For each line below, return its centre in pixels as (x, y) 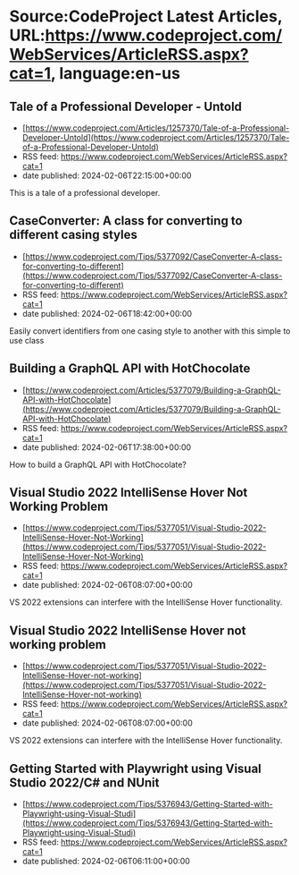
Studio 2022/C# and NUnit (84, 782)
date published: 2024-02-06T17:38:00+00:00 (107, 447)
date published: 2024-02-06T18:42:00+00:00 (107, 313)
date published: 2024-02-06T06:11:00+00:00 (106, 862)
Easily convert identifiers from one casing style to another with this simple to (150, 331)
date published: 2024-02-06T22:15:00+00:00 (107, 175)
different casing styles (74, 235)
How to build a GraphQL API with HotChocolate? (98, 464)
